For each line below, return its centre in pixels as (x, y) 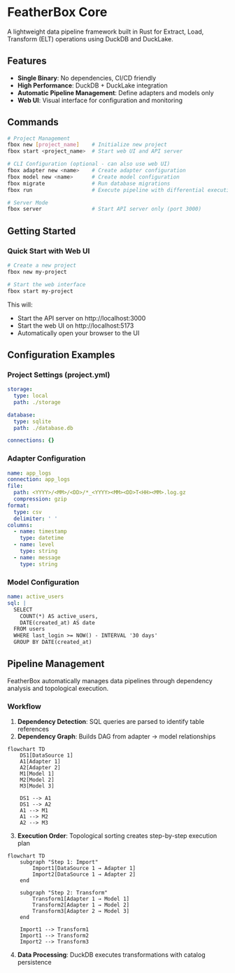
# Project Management (39, 138)
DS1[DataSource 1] (47, 756)
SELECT (23, 610)
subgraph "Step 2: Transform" (64, 893)
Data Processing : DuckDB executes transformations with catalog (111, 955)
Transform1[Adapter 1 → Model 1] (81, 899)
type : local (31, 396)
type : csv (28, 512)
